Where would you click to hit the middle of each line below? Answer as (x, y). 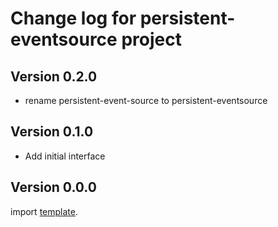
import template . (44, 211)
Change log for (73, 18)
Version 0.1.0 (52, 132)
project (151, 39)
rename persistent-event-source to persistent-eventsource (146, 100)
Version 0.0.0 (53, 187)
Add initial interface (65, 156)
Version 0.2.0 (54, 76)
